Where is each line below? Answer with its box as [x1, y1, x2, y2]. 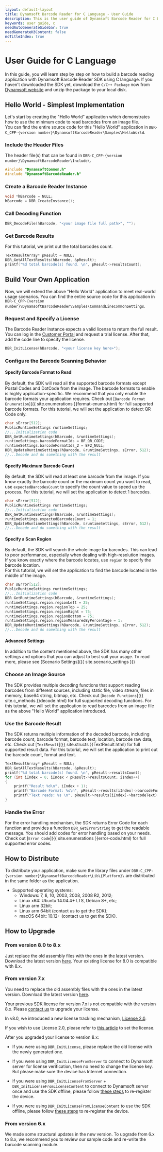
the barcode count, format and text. [5, 751, 76, 757]
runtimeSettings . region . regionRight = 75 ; [5, 609, 92, 614]
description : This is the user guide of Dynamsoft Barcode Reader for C [5, 16, 155, 21]
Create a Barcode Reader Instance [5, 183, 87, 190]
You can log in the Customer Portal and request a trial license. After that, [5, 331, 150, 337]
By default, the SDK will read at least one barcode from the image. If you [5, 473, 150, 479]
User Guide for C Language [5, 55, 116, 66]
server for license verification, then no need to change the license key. [12, 1063, 153, 1069]
